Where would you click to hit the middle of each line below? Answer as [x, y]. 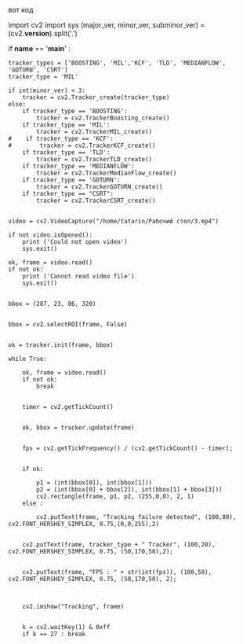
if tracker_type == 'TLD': [66, 153]
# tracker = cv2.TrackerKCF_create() [82, 145]
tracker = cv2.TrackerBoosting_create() [103, 118]
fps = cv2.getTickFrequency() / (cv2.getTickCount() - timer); [128, 448]
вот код [21, 10]
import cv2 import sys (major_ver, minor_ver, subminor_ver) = [107, 25]
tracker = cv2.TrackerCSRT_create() [96, 201]
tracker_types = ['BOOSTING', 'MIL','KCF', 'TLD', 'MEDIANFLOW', [117, 63]
